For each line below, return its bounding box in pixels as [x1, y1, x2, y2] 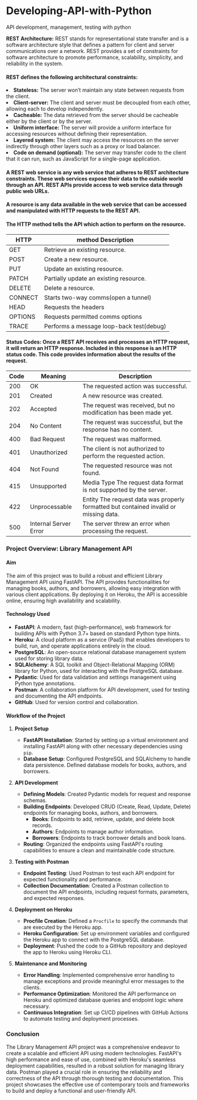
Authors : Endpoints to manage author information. [32, 828, 154, 835]
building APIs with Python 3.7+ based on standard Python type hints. [14, 630, 181, 637]
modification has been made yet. [82, 408, 173, 416]
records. [32, 822, 53, 829]
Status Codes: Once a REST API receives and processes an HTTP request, [6, 338, 190, 345]
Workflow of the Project [6, 712, 66, 719]
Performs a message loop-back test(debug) [43, 322, 167, 330]
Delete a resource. [43, 284, 95, 292]
